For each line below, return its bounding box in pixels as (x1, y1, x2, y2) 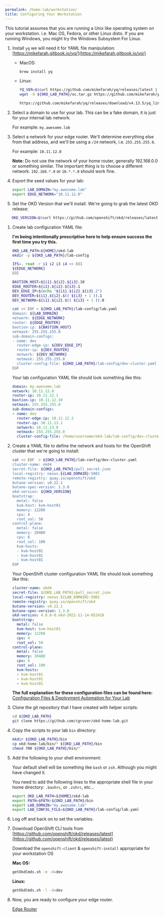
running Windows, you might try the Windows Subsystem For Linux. (5, 35, 142, 42)
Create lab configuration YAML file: (12, 224, 83, 230)
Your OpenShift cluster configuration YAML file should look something (12, 571, 153, 577)
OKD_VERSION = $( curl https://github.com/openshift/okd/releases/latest (11, 215, 159, 220)
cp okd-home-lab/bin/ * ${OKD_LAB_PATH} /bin (12, 741, 102, 746)
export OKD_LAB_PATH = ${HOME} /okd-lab (12, 793, 89, 799)
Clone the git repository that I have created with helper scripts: (12, 705, 138, 711)
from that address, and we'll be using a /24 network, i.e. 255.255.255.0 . (12, 139, 155, 145)
